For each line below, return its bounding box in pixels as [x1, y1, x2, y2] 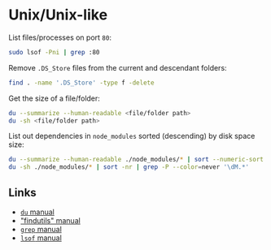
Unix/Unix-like [8, 6, 108, 24]
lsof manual [20, 233, 63, 243]
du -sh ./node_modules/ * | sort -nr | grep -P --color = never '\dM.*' [8, 163, 250, 171]
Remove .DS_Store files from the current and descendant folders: [8, 62, 227, 72]
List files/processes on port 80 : [8, 32, 112, 42]
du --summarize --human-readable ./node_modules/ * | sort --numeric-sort [8, 156, 264, 164]
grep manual [20, 225, 63, 234]
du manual [20, 207, 55, 217]
